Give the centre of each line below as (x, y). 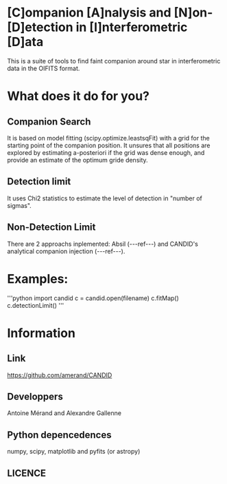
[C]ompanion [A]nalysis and (89, 13)
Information (41, 333)
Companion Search (49, 122)
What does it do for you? (78, 96)
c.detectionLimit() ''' (36, 305)
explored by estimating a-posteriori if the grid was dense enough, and (106, 152)
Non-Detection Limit (51, 228)
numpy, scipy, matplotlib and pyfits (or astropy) (74, 452)
